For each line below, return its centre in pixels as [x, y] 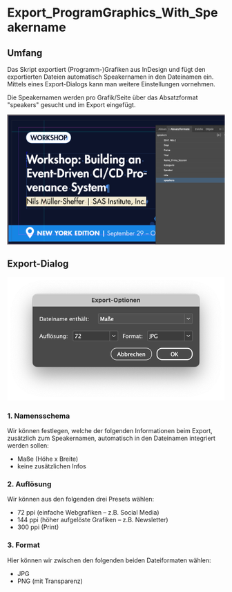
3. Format [23, 545]
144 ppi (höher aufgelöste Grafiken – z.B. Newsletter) [93, 520]
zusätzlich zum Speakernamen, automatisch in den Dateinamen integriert [112, 438]
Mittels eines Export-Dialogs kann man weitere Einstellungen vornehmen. [111, 84]
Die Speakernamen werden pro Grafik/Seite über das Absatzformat [103, 97]
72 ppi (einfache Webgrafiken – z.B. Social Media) [88, 513]
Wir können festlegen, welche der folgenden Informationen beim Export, [110, 431]
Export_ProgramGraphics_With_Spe [113, 13]
